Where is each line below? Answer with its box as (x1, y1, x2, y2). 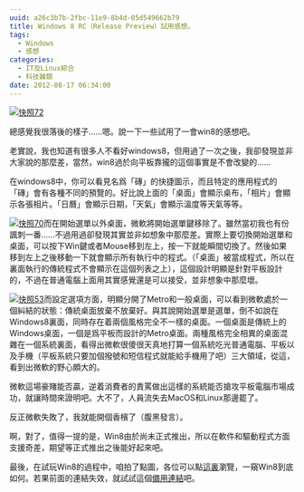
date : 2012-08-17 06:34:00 (9, 81, 111, 90)
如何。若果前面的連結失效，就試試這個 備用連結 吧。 (9, 472, 200, 483)
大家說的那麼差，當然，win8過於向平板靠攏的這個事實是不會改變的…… (9, 156, 271, 168)
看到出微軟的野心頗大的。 (9, 362, 105, 372)
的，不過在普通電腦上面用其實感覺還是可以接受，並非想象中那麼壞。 (9, 274, 263, 285)
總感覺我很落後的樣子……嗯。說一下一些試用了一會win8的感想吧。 (9, 126, 255, 137)
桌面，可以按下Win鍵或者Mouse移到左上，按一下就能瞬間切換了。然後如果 (9, 240, 288, 251)
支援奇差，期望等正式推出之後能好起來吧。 (9, 441, 168, 453)
